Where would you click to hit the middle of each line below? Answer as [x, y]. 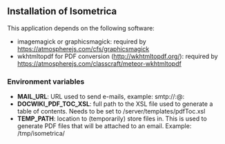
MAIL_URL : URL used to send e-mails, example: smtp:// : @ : [101, 97]
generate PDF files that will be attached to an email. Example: [104, 126]
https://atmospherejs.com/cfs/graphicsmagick [83, 48]
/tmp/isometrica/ [41, 134]
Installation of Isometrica [62, 11]
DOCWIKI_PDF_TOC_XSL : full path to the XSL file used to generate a [115, 104]
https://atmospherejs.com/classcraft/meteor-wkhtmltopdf [99, 63]
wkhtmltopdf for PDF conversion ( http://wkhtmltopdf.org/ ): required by [118, 56]
